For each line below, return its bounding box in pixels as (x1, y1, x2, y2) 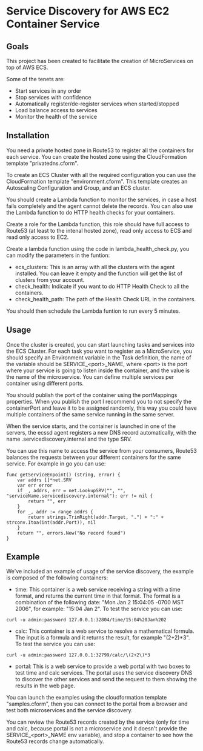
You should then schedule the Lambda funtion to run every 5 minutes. (6, 307, 181, 315)
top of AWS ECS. (6, 64, 48, 71)
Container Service (6, 17, 100, 31)
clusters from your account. (15, 276, 85, 283)
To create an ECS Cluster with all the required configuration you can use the (6, 171, 196, 178)
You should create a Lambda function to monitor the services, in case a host (6, 196, 197, 203)
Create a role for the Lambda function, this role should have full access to (6, 220, 190, 228)
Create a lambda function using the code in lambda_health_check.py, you (6, 245, 190, 252)
